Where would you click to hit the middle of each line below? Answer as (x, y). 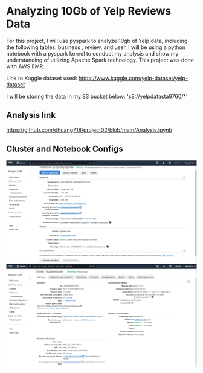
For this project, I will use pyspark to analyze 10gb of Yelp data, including (97, 41)
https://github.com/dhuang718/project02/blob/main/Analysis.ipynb (89, 130)
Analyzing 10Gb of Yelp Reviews (89, 11)
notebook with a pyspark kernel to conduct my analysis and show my (92, 53)
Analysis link (31, 115)
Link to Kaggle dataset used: (42, 78)
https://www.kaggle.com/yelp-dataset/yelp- (133, 78)
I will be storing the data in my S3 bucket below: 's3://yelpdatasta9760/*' (97, 96)
